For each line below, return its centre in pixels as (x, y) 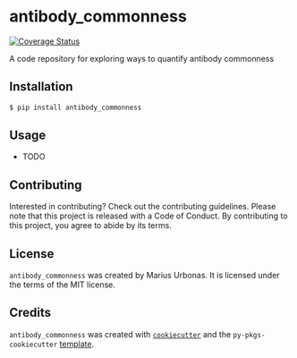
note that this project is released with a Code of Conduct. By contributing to (148, 216)
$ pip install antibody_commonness (76, 107)
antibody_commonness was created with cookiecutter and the (120, 334)
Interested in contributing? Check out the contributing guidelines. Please (143, 207)
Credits (30, 313)
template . (77, 344)
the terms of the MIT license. (63, 285)
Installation (41, 87)
